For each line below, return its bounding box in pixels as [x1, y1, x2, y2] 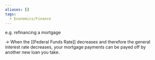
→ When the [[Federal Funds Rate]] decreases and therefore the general [5, 39, 151, 45]
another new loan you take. [5, 49, 60, 55]
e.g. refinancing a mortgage [5, 30, 61, 36]
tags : [5, 12, 16, 17]
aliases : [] [5, 7, 29, 12]
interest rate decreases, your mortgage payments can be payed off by [5, 44, 146, 50]
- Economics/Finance [9, 16, 51, 21]
